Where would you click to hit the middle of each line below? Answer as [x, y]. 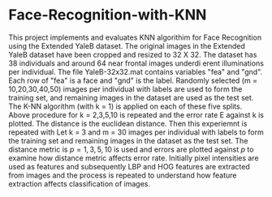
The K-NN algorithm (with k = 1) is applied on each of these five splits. [125, 106]
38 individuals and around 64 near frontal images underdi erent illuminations [136, 63]
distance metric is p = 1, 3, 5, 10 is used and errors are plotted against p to [131, 149]
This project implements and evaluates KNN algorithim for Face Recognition [135, 37]
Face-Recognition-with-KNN [108, 15]
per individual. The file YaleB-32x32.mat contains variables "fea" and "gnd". [136, 71]
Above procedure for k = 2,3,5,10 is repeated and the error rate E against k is [136, 114]
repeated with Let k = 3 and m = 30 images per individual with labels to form [136, 132]
